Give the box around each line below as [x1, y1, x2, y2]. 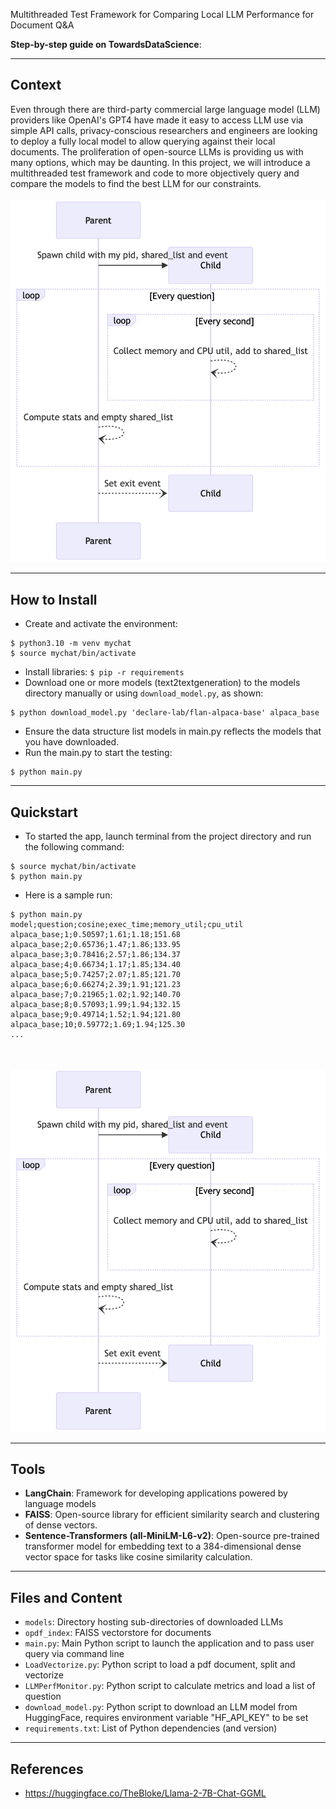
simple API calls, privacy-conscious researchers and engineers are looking [10, 124, 318, 136]
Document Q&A [10, 19, 75, 31]
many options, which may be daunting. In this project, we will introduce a [10, 156, 311, 168]
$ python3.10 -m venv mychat [10, 639, 132, 649]
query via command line [24, 1648, 125, 1660]
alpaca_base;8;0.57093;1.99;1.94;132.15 [10, 1000, 182, 1010]
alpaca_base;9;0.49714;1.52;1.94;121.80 [10, 1010, 182, 1020]
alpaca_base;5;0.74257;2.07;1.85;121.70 [10, 970, 182, 980]
